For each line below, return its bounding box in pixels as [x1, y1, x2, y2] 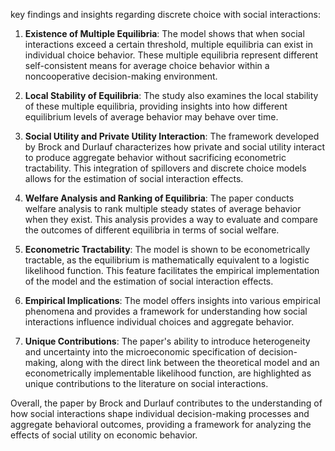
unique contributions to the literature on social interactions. [24, 378, 269, 389]
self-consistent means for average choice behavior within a [24, 60, 270, 71]
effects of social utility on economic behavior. [10, 429, 198, 441]
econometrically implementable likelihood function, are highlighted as [24, 367, 312, 379]
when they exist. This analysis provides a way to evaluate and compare [24, 214, 318, 225]
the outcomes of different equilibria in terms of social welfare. [24, 224, 280, 236]
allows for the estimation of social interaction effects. [24, 173, 244, 184]
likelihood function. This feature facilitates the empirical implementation [24, 265, 320, 276]
